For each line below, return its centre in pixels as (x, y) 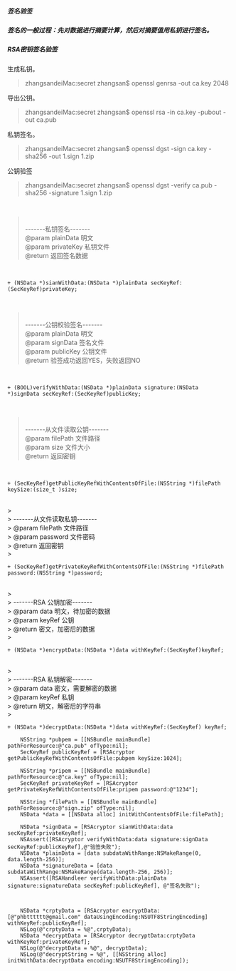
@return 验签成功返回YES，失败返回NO (82, 360)
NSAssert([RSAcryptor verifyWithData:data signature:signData (114, 839)
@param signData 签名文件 (64, 342)
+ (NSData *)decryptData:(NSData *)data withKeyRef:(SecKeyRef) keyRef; (117, 727)
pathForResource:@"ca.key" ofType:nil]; (68, 777)
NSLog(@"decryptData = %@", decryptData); (84, 948)
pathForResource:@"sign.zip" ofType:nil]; (71, 808)
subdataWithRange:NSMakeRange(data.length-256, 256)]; (90, 872)
